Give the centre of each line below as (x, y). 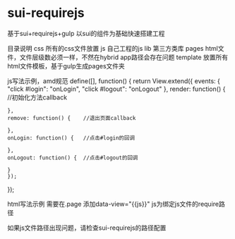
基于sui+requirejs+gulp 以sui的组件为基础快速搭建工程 (86, 33)
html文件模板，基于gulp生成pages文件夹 (66, 66)
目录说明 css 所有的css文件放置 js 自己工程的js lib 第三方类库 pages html (113, 48)
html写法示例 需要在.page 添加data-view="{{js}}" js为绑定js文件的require (113, 204)
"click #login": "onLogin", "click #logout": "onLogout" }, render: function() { (116, 89)
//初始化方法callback (37, 97)
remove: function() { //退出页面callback (72, 118)
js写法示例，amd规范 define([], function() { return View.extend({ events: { (114, 81)
